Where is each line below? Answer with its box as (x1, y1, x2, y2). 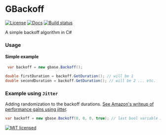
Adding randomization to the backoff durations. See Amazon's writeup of (5, 101, 154, 107)
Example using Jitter (5, 90, 58, 97)
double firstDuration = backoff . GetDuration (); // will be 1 (5, 73, 134, 78)
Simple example (5, 54, 39, 60)
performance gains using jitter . (5, 106, 68, 112)
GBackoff (5, 3, 44, 15)
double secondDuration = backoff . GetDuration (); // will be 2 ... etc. (5, 78, 156, 83)
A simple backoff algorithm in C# (5, 29, 72, 35)
